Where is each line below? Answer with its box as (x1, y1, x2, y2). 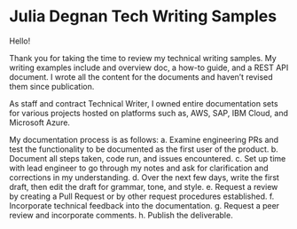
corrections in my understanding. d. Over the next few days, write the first (9, 171, 279, 183)
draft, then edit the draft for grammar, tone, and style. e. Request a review (9, 181, 278, 192)
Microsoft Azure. (9, 117, 71, 128)
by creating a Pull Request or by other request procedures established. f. (9, 191, 275, 201)
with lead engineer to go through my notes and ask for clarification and (9, 162, 269, 173)
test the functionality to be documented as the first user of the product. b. (9, 144, 279, 154)
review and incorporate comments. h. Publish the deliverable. (9, 209, 233, 220)
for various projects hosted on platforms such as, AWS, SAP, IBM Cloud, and (9, 107, 289, 118)
